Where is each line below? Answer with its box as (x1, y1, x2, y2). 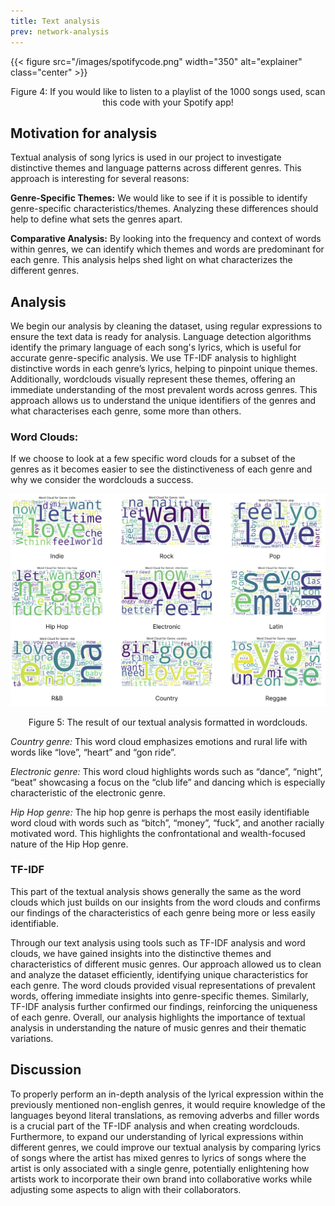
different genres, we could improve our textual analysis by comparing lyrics (10, 1141, 322, 1153)
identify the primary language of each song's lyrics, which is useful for (10, 341, 302, 354)
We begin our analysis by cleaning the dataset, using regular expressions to (10, 320, 323, 332)
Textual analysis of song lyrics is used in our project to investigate (10, 151, 282, 164)
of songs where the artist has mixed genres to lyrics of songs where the (10, 1151, 307, 1164)
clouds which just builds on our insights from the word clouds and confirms (10, 896, 321, 908)
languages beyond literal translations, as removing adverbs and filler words (10, 1109, 320, 1121)
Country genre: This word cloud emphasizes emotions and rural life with (10, 735, 308, 747)
